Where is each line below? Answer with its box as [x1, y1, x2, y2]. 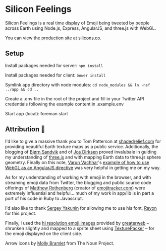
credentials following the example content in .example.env [5, 101, 124, 107]
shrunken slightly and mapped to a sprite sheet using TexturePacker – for [5, 225, 155, 231]
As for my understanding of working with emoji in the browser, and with [5, 174, 151, 180]
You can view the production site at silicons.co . [5, 35, 102, 41]
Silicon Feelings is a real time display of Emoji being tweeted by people [5, 20, 150, 26]
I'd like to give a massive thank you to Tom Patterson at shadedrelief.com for [5, 138, 161, 144]
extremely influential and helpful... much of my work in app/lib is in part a [5, 190, 154, 196]
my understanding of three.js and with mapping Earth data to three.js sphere [5, 154, 161, 160]
